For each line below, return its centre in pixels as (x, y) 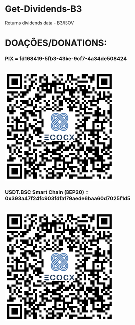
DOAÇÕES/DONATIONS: (56, 43)
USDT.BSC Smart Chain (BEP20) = (47, 192)
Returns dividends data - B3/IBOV (40, 23)
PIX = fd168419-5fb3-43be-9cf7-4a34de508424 (66, 59)
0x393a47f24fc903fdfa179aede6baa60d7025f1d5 (68, 199)
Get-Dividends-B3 (44, 9)
